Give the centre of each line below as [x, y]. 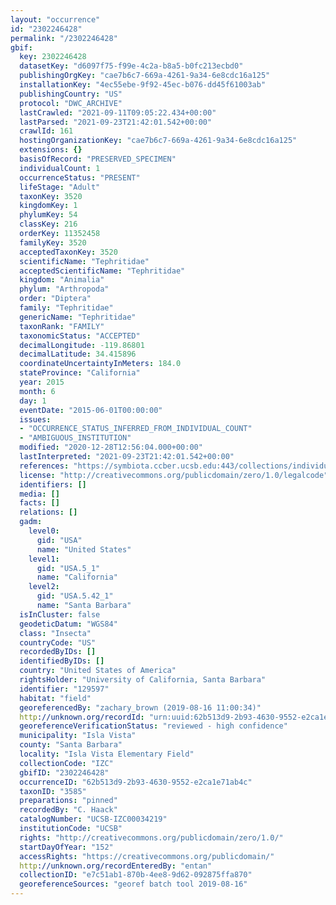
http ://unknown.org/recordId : [82, 717]
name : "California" [77, 577]
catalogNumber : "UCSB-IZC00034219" [93, 819]
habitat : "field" [55, 698]
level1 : [44, 559]
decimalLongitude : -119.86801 [82, 345]
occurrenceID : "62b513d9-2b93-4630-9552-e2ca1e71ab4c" [136, 782]
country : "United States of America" [98, 671]
